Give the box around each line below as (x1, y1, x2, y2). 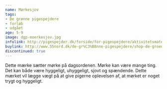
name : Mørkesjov (5, 7, 39, 12)
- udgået (5, 26, 23, 31)
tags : (5, 12, 16, 17)
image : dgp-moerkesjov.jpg (5, 35, 61, 40)
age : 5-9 (5, 30, 23, 35)
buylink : (5, 44, 23, 49)
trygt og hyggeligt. (5, 78, 43, 84)
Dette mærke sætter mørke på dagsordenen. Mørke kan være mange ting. (5, 62, 157, 68)
